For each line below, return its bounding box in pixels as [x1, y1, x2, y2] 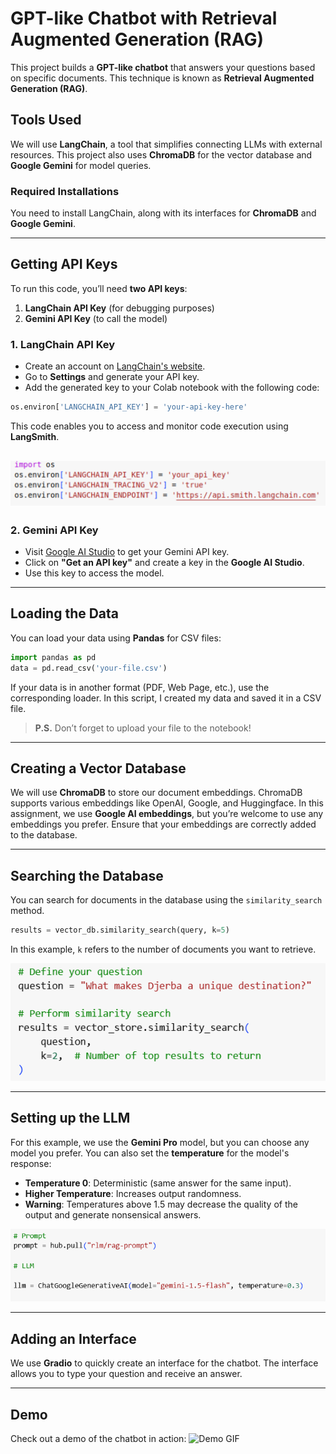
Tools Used [10, 112, 82, 129]
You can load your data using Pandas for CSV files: [10, 632, 222, 644]
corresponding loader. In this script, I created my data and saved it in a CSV [10, 692, 322, 704]
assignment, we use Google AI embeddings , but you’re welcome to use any [10, 808, 324, 820]
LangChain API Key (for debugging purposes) [24, 302, 215, 314]
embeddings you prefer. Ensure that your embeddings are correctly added [10, 818, 317, 831]
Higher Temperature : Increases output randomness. [24, 1187, 242, 1199]
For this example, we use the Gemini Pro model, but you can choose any [10, 1136, 310, 1148]
